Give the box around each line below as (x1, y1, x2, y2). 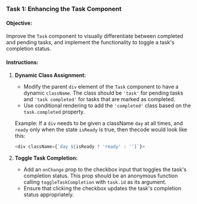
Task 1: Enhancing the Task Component (6, 5, 122, 13)
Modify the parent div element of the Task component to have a (23, 83, 179, 90)
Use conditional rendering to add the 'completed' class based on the (23, 102, 191, 109)
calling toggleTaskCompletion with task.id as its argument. (23, 179, 167, 186)
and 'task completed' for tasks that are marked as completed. (23, 96, 176, 103)
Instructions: (6, 59, 39, 66)
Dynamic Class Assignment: (14, 72, 86, 79)
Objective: (6, 20, 33, 27)
